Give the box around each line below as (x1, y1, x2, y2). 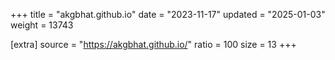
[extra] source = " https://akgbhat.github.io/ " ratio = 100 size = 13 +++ (10, 39, 297, 50)
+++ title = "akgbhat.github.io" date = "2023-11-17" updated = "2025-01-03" (10, 9, 326, 20)
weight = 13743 (10, 19, 74, 31)
